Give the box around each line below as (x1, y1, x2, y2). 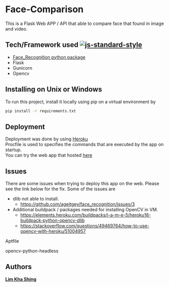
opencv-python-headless (5, 248, 59, 254)
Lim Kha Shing (5, 276, 37, 282)
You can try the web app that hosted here (5, 152, 93, 158)
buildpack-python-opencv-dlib (20, 217, 85, 223)
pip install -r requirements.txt (5, 108, 76, 113)
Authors (5, 263, 32, 271)
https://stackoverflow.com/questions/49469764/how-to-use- (20, 223, 150, 229)
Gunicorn (12, 65, 33, 71)
